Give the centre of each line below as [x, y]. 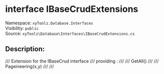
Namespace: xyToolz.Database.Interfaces [49, 23]
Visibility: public [22, 28]
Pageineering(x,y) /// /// [30, 66]
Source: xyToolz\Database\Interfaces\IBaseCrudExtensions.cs [70, 33]
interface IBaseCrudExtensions [72, 9]
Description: [25, 49]
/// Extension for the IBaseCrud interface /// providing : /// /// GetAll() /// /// [82, 61]
